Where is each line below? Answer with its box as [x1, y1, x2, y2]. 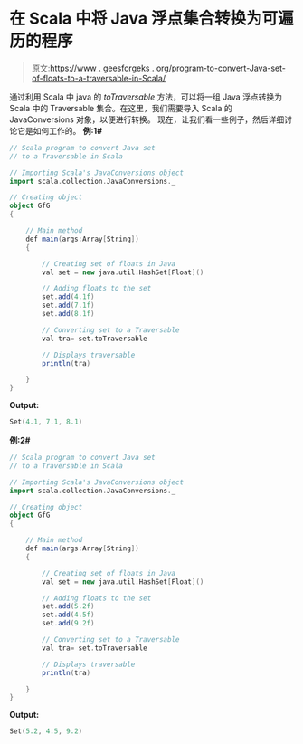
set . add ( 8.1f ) [42, 310, 95, 319]
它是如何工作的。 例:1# [16, 125, 102, 136]
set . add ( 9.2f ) [42, 619, 95, 628]
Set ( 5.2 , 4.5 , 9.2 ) [9, 727, 83, 736]
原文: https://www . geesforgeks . [31, 62, 155, 73]
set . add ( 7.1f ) [42, 300, 95, 310]
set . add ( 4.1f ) [42, 292, 95, 301]
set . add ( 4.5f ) [42, 610, 95, 620]
